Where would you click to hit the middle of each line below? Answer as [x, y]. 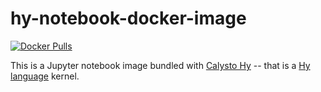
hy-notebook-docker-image [128, 18]
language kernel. [45, 76]
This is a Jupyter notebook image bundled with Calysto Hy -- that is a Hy [160, 65]
